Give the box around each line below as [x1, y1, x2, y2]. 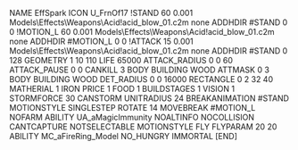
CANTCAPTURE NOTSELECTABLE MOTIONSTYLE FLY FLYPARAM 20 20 [9, 121, 277, 132]
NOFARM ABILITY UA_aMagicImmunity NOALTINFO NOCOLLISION [9, 112, 254, 122]
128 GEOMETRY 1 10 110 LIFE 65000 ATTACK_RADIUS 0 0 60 [9, 55, 234, 65]
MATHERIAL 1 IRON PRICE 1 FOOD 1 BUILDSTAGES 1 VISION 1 [9, 84, 235, 94]
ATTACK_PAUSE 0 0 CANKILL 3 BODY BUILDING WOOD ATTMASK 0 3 [9, 64, 270, 75]
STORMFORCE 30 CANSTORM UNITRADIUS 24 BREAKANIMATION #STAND [9, 93, 290, 104]
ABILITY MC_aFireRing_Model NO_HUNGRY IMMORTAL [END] [9, 131, 238, 141]
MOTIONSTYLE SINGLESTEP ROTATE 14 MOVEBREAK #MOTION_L [9, 103, 256, 112]
